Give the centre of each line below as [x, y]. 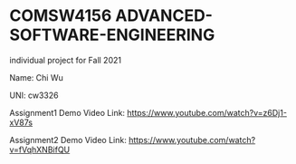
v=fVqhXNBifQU [40, 150]
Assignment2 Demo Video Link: [68, 140]
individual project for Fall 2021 [66, 60]
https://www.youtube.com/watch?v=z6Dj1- [207, 112]
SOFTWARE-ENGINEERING [112, 35]
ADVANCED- [163, 16]
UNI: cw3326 [34, 95]
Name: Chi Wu [36, 77]
